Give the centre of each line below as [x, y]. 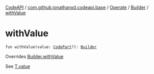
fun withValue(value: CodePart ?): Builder [51, 47]
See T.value [18, 66]
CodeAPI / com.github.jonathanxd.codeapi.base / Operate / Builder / [77, 7]
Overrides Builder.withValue [34, 56]
